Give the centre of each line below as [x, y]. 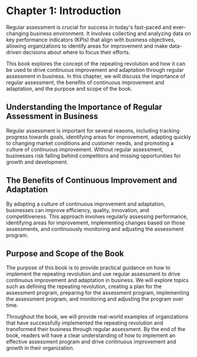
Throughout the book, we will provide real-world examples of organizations [97, 317]
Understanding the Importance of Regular [84, 107]
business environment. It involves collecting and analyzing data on [111, 33]
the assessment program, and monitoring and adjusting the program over [95, 299]
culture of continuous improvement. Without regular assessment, [85, 149]
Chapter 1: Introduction [64, 11]
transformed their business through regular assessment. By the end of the [96, 329]
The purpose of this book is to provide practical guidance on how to [88, 268]
